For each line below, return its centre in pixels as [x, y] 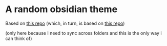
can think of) [19, 38]
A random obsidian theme [61, 9]
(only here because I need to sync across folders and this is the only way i [84, 33]
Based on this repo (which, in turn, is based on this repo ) [65, 23]
